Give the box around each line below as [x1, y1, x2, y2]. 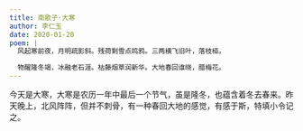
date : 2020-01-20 [9, 30, 75, 39]
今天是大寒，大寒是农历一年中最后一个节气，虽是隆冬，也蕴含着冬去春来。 [9, 89, 286, 99]
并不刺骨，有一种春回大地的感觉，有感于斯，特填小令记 [87, 100, 294, 111]
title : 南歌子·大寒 [9, 13, 76, 23]
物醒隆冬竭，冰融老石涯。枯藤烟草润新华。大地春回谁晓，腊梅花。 [17, 63, 225, 72]
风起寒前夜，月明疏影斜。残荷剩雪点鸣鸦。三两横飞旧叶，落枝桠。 [17, 47, 225, 56]
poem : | [9, 38, 39, 48]
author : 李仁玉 [9, 22, 62, 31]
